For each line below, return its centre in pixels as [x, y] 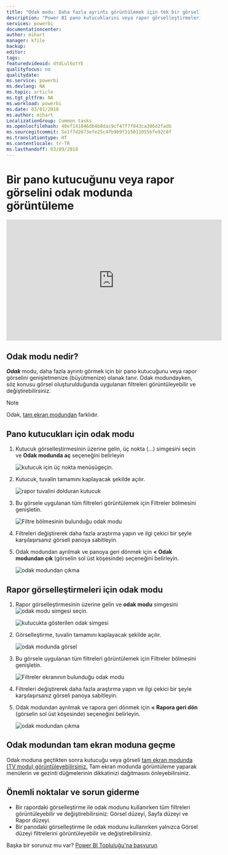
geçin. [105, 467]
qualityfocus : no [29, 69]
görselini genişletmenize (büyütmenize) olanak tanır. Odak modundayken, [99, 378]
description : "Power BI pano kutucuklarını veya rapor [78, 18]
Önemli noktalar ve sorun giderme [73, 793]
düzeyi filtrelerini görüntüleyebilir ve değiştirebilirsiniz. [84, 833]
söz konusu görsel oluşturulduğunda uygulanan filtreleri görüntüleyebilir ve [101, 384]
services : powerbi [30, 23]
